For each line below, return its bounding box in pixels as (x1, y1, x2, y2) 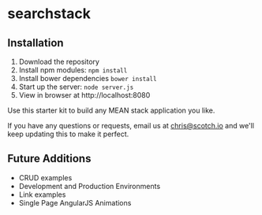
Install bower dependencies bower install (18, 74, 157, 83)
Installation (7, 36, 64, 50)
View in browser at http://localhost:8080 (18, 91, 151, 99)
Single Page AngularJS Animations (18, 198, 132, 207)
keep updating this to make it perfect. (7, 129, 129, 139)
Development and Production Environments (18, 181, 161, 191)
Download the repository (18, 57, 100, 66)
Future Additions (7, 152, 92, 165)
